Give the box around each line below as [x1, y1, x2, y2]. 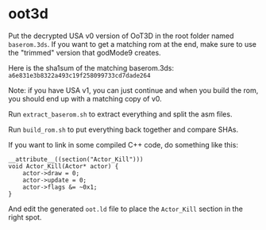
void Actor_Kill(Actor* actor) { [8, 162, 119, 171]
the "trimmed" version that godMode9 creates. [8, 48, 161, 57]
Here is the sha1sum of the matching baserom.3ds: [8, 63, 175, 72]
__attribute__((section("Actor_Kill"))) [8, 155, 145, 163]
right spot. [8, 212, 42, 222]
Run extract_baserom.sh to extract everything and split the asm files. [8, 109, 233, 119]
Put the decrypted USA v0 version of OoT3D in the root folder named [8, 31, 234, 40]
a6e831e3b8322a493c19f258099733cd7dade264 [8, 71, 151, 79]
